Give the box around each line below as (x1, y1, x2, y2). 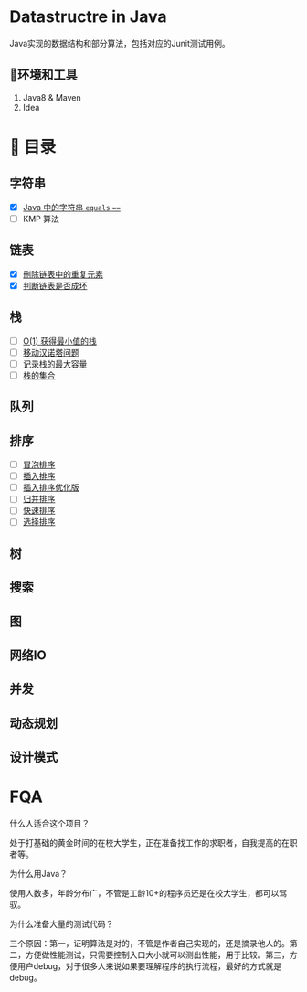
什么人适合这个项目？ (9, 818, 90, 829)
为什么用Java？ (9, 869, 69, 880)
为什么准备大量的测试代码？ (9, 919, 114, 930)
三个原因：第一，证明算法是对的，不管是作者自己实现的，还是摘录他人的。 (9, 938, 290, 949)
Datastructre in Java (9, 6, 167, 27)
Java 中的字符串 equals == (22, 201, 122, 212)
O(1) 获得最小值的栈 (22, 336, 98, 347)
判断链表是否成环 (22, 280, 88, 291)
